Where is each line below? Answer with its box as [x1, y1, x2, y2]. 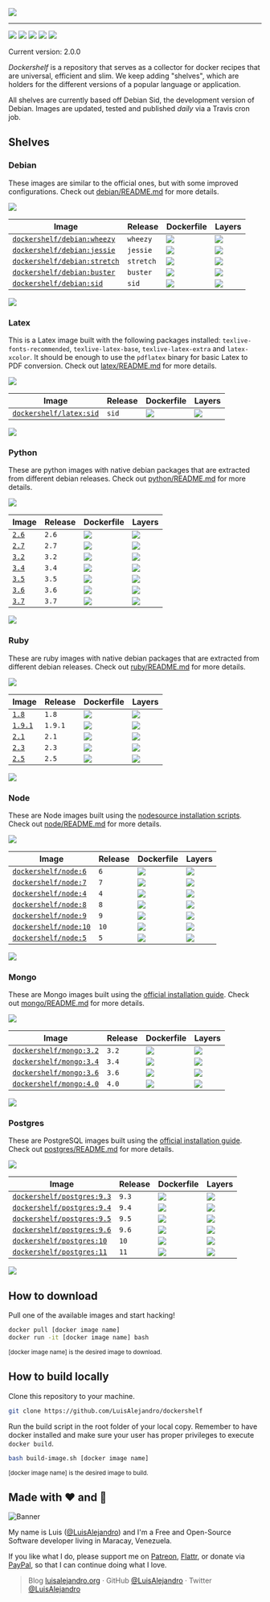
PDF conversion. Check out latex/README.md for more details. [8, 361, 217, 370]
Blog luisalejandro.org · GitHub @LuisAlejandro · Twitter [27, 1575, 212, 1586]
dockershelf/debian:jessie [12, 246, 116, 255]
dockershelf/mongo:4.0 [12, 1079, 99, 1089]
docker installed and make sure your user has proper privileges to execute [8, 1430, 255, 1439]
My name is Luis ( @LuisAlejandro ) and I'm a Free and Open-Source [8, 1527, 231, 1538]
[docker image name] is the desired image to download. [8, 1348, 162, 1356]
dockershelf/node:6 [12, 867, 87, 876]
